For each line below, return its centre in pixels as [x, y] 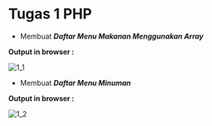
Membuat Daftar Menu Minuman [75, 83]
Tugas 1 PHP [50, 14]
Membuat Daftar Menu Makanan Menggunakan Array [112, 36]
